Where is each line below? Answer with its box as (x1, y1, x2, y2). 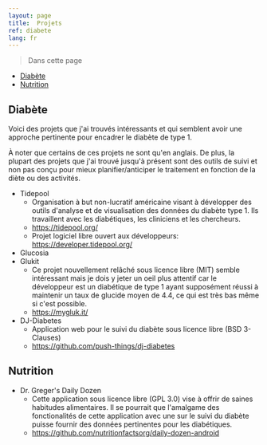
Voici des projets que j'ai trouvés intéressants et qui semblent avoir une (8, 124, 243, 134)
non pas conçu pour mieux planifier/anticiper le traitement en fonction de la (8, 165, 256, 175)
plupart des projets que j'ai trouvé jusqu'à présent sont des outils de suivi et (8, 156, 257, 166)
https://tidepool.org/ (31, 222, 98, 232)
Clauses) (31, 333, 61, 343)
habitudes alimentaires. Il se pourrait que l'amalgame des (31, 402, 220, 412)
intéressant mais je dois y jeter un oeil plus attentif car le (31, 274, 218, 283)
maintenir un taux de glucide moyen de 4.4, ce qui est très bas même (31, 290, 260, 300)
